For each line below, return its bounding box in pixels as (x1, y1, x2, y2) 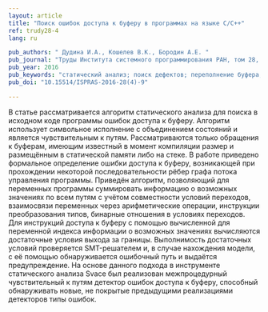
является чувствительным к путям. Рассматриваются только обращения (8, 133, 259, 142)
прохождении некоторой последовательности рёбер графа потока (8, 166, 238, 176)
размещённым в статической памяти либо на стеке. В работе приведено (8, 150, 259, 159)
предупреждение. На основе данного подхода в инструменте (8, 260, 221, 270)
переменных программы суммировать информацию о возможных (8, 183, 238, 193)
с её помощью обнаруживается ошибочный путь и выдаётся (8, 251, 218, 261)
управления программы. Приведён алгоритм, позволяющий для (8, 175, 230, 185)
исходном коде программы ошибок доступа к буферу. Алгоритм (8, 115, 230, 125)
